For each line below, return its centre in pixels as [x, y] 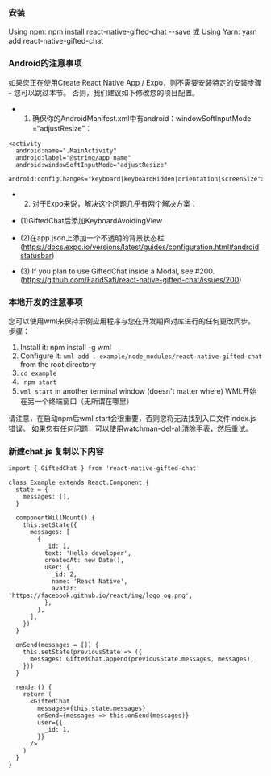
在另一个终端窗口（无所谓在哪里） [77, 401]
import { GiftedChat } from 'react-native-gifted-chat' [104, 469]
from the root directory [58, 364]
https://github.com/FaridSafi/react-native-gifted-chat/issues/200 [131, 279]
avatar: [65, 589]
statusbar [36, 255]
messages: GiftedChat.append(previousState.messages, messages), [142, 659]
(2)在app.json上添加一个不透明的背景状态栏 [92, 238]
